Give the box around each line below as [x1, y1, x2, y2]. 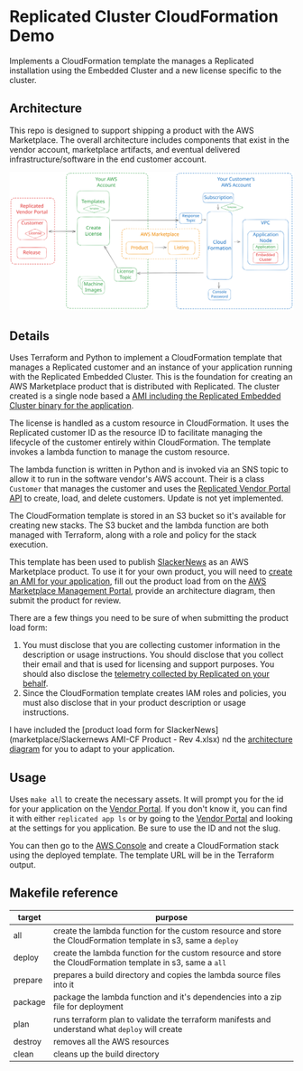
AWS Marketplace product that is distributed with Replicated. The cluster [9, 381, 280, 392]
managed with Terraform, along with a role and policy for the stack [9, 530, 257, 540]
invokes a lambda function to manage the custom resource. [9, 446, 230, 457]
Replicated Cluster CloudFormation [9, 6, 279, 27]
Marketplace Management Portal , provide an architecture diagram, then [9, 586, 276, 597]
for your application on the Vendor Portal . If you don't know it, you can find [9, 803, 288, 814]
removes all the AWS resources [52, 1036, 170, 1047]
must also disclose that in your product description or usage [22, 698, 246, 709]
